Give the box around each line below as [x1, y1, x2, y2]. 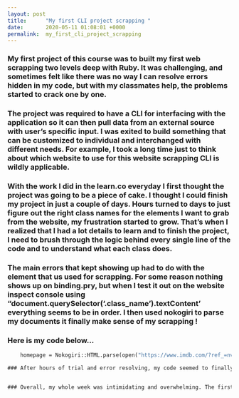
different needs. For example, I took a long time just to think [7, 144, 217, 154]
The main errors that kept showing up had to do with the [7, 262, 205, 272]
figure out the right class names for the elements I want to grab [7, 208, 230, 218]
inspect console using [7, 290, 85, 300]
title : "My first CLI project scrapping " [7, 17, 152, 24]
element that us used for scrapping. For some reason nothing [7, 272, 223, 282]
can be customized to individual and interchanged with [7, 136, 201, 146]
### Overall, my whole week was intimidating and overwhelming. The [7, 383, 215, 391]
